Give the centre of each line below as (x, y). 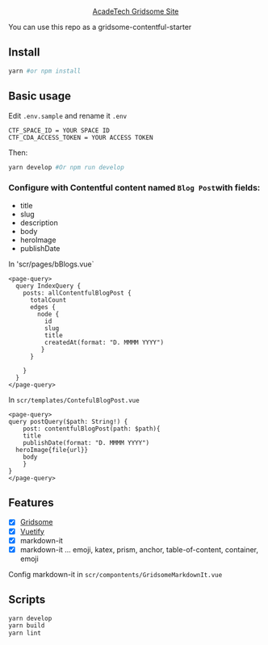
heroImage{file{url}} (52, 450)
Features (31, 503)
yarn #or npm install (45, 71)
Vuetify (32, 531)
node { (48, 314)
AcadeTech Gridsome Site (136, 11)
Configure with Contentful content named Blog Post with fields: (134, 188)
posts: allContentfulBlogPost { (77, 293)
